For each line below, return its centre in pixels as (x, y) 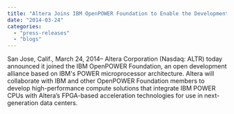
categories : (24, 26)
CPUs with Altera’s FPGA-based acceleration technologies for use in (105, 96)
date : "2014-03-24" (36, 20)
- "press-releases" (42, 33)
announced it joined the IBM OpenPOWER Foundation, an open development (117, 66)
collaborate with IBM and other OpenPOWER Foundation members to (106, 81)
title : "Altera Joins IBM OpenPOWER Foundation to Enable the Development (118, 13)
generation (23, 103)
